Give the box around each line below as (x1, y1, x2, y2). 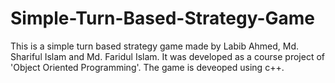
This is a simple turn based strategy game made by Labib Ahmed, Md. (10, 40, 300, 52)
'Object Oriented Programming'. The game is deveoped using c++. (10, 61, 285, 73)
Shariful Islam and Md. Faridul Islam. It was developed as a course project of (10, 50, 325, 62)
